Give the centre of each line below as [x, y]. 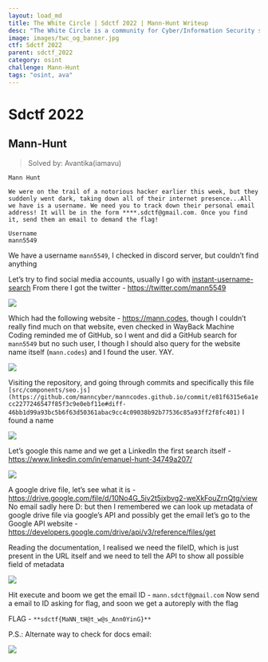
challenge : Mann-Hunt [44, 68]
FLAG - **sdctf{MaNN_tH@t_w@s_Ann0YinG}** [80, 618]
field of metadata [37, 564]
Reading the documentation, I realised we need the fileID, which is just [124, 547]
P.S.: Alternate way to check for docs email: [80, 634]
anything [23, 263]
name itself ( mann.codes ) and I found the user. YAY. [91, 352]
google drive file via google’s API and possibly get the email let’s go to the [129, 514]
